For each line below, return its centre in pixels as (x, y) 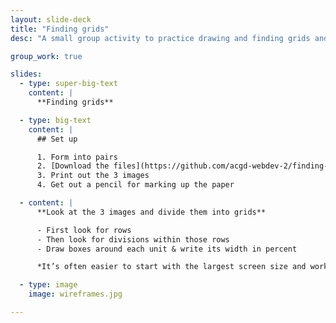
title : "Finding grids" (60, 29)
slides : (26, 74)
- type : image (48, 285)
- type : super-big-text (68, 84)
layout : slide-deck (51, 19)
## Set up (57, 139)
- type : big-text (55, 120)
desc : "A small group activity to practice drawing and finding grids (160, 38)
